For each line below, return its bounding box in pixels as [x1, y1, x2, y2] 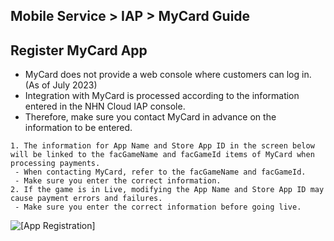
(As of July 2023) [24, 79, 98, 91]
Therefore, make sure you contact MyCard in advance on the [24, 111, 277, 123]
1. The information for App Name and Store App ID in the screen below [10, 141, 315, 151]
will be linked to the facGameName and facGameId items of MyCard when [10, 150, 315, 160]
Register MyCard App [10, 42, 148, 59]
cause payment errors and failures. [10, 194, 163, 204]
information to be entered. [24, 122, 133, 134]
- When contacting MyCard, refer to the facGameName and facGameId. [14, 167, 307, 178]
